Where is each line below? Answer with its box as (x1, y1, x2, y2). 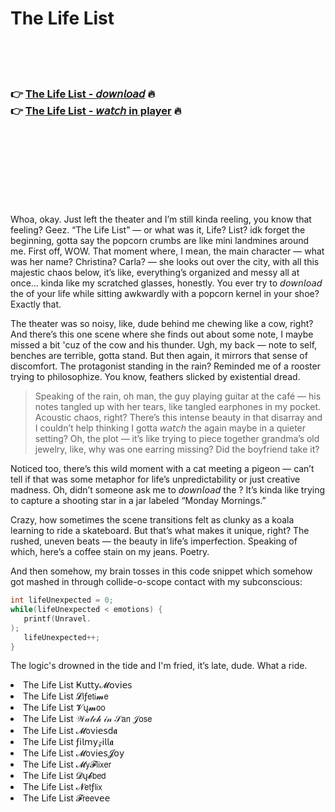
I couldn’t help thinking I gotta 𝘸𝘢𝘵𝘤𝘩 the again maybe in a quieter (34, 422, 307, 434)
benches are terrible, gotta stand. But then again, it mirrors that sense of (10, 350, 308, 362)
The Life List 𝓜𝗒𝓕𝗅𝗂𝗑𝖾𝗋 (23, 758, 112, 771)
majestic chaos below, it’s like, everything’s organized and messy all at (10, 267, 300, 279)
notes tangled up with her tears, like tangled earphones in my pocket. (34, 401, 322, 413)
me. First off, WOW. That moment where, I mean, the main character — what (10, 245, 325, 257)
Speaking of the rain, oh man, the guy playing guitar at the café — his (34, 390, 322, 402)
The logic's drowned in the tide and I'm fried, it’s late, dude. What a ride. (10, 660, 308, 672)
